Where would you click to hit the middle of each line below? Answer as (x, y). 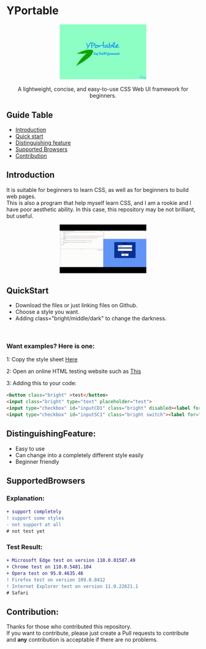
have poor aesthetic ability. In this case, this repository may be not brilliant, (101, 209)
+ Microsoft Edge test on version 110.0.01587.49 (71, 561)
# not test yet (26, 531)
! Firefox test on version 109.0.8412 (56, 580)
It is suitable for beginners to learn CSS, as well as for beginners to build (97, 190)
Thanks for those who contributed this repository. (69, 627)
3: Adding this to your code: (41, 383)
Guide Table (30, 115)
